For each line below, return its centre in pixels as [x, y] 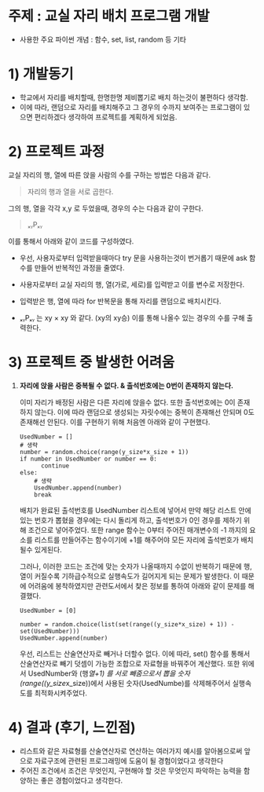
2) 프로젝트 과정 [57, 152]
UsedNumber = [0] [48, 610]
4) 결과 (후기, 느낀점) [72, 727]
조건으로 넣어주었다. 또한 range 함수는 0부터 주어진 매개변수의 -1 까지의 [137, 530]
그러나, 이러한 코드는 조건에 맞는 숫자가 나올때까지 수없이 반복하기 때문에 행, [136, 566]
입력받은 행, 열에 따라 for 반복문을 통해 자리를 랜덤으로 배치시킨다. [120, 301]
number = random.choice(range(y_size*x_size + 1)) [104, 452]
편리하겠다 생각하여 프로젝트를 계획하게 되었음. [106, 117]
